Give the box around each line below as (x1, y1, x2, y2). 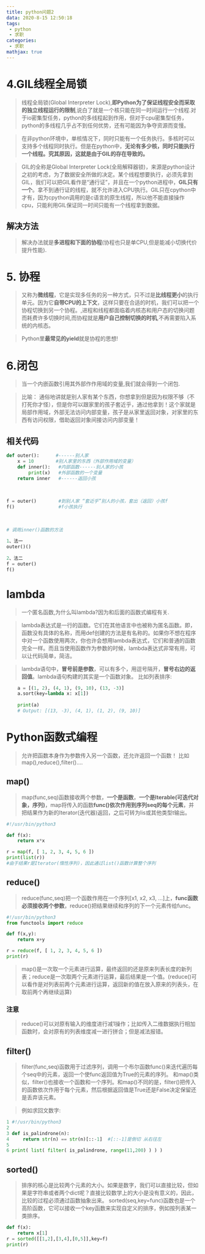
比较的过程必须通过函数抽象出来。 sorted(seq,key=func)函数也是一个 (21, 1197, 196, 1204)
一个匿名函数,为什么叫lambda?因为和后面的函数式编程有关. (21, 608, 170, 616)
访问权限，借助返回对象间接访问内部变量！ (32, 416, 140, 424)
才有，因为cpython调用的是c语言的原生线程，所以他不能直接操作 (21, 194, 185, 201)
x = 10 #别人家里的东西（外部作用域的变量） (17, 458, 136, 465)
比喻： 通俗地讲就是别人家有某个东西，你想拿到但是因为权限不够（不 (21, 393, 195, 400)
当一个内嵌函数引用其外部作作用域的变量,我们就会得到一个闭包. (21, 380, 181, 388)
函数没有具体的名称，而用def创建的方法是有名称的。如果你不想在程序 (21, 629, 196, 637)
